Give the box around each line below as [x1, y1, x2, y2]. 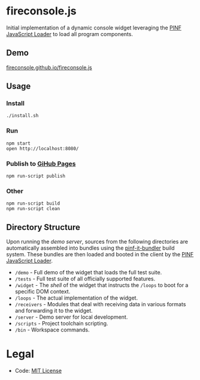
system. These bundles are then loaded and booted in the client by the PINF [6, 251, 194, 258]
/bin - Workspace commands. [14, 326, 90, 334]
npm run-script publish [6, 173, 66, 179]
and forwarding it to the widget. [14, 307, 93, 315]
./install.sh [6, 113, 39, 119]
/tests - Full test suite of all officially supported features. [14, 275, 156, 283]
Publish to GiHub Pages [6, 159, 76, 167]
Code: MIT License [14, 367, 62, 375]
